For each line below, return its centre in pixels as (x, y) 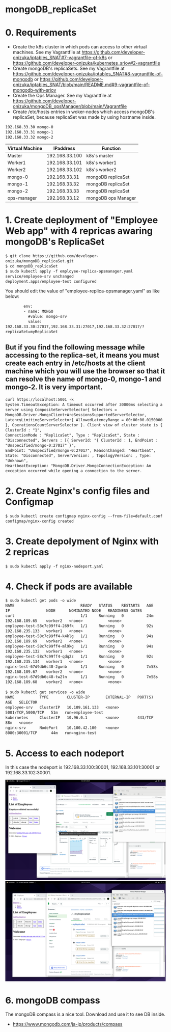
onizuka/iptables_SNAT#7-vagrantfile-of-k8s (60, 58)
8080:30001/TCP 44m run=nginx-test (51, 733)
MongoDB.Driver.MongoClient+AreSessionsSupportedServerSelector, (76, 415)
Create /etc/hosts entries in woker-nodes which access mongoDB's (84, 112)
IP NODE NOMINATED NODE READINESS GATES (74, 611)
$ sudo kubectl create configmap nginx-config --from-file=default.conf (84, 516)
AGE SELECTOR (21, 702)
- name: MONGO (38, 311)
